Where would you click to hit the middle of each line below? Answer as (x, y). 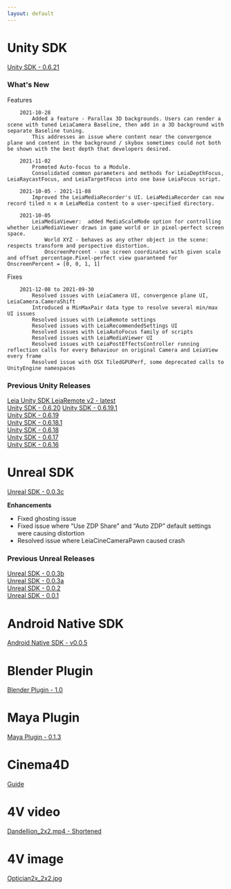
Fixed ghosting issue (47, 519)
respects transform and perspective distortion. (78, 246)
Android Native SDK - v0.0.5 (47, 643)
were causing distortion (51, 533)
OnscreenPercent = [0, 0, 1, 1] (54, 264)
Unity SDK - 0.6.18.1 (35, 423)
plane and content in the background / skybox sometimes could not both (114, 143)
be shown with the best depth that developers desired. (89, 149)
